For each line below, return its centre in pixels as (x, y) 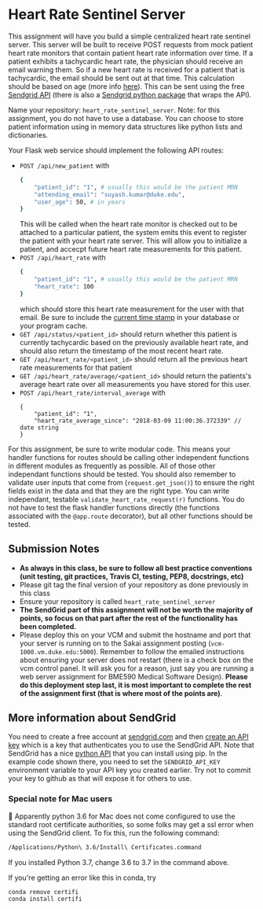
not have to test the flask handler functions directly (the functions (114, 507)
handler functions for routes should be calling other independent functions (129, 457)
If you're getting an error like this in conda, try (82, 878)
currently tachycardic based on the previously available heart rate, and (134, 342)
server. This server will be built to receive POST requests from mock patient (131, 44)
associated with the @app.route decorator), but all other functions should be (131, 516)
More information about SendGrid (92, 718)
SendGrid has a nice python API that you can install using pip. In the (118, 753)
